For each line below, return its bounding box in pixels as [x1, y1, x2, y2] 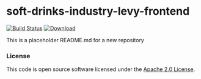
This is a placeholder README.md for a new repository [6, 36, 145, 43]
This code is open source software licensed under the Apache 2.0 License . [6, 66, 196, 73]
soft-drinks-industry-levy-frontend [6, 4, 190, 18]
